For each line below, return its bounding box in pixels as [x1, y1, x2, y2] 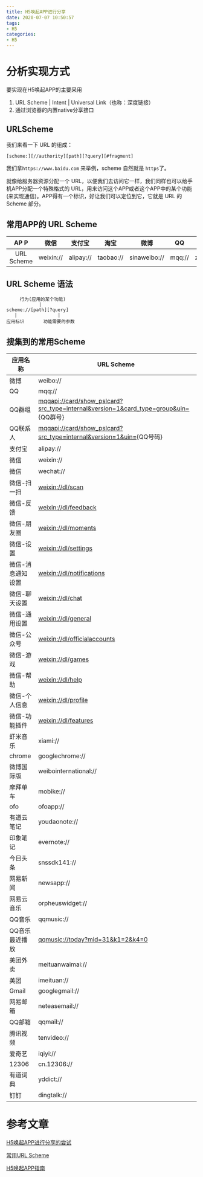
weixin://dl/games [38, 655, 89, 663]
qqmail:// [38, 1017, 63, 1026]
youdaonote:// [38, 817, 79, 826]
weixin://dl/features [38, 717, 94, 725]
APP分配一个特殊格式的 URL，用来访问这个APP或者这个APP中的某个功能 [11, 185, 192, 192]
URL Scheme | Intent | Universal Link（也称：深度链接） [14, 98, 154, 106]
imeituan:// [38, 976, 69, 985]
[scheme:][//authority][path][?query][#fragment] [6, 153, 134, 159]
